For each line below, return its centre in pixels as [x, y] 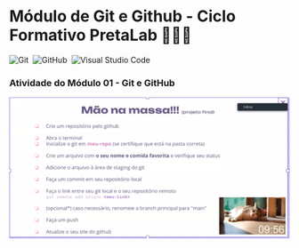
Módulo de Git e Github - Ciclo [122, 16]
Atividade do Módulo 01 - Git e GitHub [92, 83]
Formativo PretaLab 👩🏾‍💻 [101, 35]
